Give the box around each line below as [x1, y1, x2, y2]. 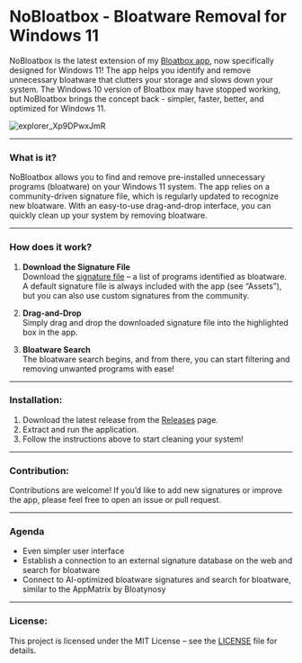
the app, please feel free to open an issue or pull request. [9, 495, 222, 506]
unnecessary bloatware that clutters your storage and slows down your [9, 74, 274, 85]
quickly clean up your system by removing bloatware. [9, 210, 209, 221]
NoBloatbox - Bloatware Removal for [9, 6, 288, 27]
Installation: [9, 394, 63, 407]
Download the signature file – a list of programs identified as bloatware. [22, 271, 288, 282]
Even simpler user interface [22, 546, 125, 557]
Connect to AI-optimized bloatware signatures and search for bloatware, [22, 574, 292, 586]
